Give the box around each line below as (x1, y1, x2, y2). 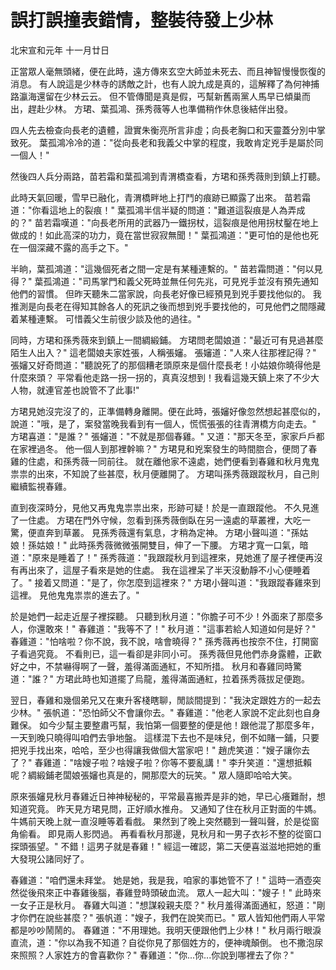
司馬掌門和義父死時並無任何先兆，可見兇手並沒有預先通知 (81, 275, 319, 287)
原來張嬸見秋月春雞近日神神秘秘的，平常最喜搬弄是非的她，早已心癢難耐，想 (10, 790, 326, 802)
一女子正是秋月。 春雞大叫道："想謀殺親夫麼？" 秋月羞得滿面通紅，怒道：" (10, 899, 317, 911)
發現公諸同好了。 (18, 852, 90, 865)
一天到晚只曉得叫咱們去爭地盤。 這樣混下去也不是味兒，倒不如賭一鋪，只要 (10, 731, 320, 743)
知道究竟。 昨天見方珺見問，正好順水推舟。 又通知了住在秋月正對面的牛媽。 (10, 802, 322, 815)
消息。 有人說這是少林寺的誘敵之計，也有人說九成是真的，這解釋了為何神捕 (10, 77, 320, 90)
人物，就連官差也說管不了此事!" (10, 384, 140, 396)
